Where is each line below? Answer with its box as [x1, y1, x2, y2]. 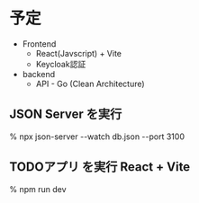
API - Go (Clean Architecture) [35, 78, 146, 89]
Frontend [22, 38, 57, 49]
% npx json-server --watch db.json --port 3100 [9, 131, 185, 142]
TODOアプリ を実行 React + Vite [9, 159, 191, 175]
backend [22, 68, 56, 79]
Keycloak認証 [35, 58, 86, 69]
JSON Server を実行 [9, 107, 122, 122]
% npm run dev [9, 183, 67, 194]
